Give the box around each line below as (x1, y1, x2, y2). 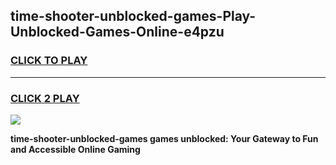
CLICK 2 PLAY (10, 91, 80, 105)
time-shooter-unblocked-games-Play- (10, 8, 257, 25)
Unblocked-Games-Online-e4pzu (10, 24, 225, 41)
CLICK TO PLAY (10, 54, 88, 68)
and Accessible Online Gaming (10, 143, 141, 155)
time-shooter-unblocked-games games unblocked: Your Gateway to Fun (10, 132, 319, 144)
